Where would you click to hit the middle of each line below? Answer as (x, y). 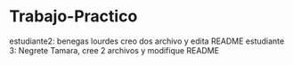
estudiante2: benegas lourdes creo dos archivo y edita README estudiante (147, 41)
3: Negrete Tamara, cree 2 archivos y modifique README (114, 50)
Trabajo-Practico (73, 16)
